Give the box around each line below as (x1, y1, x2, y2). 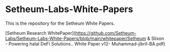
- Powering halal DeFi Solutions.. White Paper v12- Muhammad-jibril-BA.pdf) (5, 40, 165, 46)
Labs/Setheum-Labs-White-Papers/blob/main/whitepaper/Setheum (5, 35, 146, 41)
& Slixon (147, 35, 164, 41)
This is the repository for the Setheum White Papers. (5, 20, 115, 26)
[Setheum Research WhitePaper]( (5, 30, 76, 36)
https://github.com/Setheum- (75, 30, 137, 36)
